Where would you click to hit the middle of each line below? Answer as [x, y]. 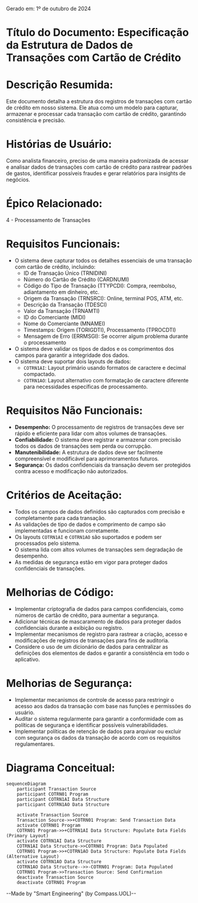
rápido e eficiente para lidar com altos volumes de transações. [91, 433]
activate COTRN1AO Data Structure [59, 861]
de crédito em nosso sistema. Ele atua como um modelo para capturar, [92, 108]
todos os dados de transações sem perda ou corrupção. [83, 446]
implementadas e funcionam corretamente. [67, 530]
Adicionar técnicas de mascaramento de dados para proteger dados [98, 621]
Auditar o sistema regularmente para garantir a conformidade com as [99, 718]
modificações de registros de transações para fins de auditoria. [92, 640]
